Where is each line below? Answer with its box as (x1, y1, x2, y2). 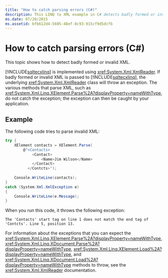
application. (5, 101, 29, 107)
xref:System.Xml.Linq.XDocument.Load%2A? (5, 257, 98, 263)
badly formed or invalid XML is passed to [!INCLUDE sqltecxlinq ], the (5, 74, 146, 80)
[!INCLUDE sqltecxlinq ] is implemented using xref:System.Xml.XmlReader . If (5, 69, 160, 75)
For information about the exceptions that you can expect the (5, 230, 131, 236)
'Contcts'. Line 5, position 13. (5, 222, 75, 227)
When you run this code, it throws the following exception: (5, 208, 125, 214)
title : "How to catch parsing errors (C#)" (5, 7, 97, 12)
